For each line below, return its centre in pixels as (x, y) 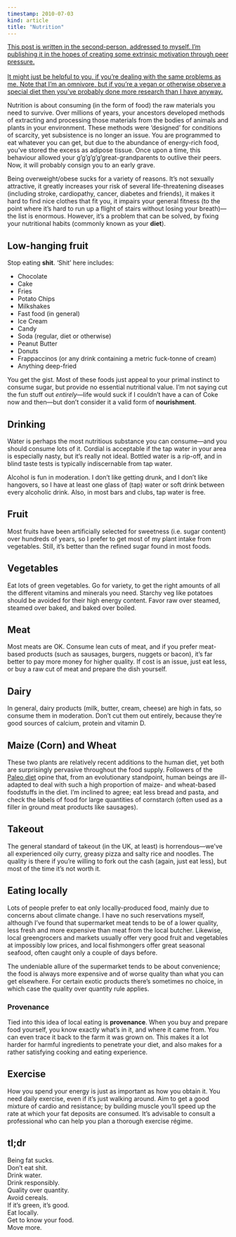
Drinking (26, 424)
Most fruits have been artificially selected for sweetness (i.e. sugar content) (117, 531)
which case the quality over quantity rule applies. (78, 989)
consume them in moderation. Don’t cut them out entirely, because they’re (115, 716)
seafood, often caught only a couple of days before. (83, 952)
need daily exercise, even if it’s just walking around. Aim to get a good (108, 1098)
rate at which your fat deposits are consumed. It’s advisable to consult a (111, 1113)
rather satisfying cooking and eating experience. (78, 1052)
